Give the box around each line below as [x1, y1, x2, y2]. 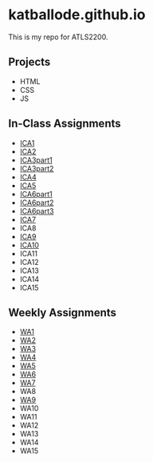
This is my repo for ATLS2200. [8, 32, 108, 42]
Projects [8, 55, 51, 69]
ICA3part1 [19, 155, 53, 165]
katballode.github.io [8, 6, 146, 24]
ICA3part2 [19, 163, 54, 173]
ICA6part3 [19, 206, 54, 215]
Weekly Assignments [8, 306, 117, 319]
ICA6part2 [19, 198, 54, 207]
